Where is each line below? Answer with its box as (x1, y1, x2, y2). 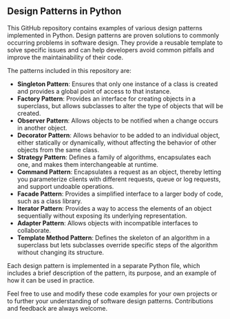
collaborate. (17, 226, 52, 234)
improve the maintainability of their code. (7, 53, 124, 61)
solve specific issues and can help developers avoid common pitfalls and (7, 45, 215, 54)
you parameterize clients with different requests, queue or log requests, (17, 175, 221, 183)
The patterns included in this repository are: (7, 66, 132, 74)
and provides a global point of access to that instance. (17, 87, 171, 95)
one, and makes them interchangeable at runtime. (17, 160, 158, 168)
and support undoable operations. (17, 182, 114, 190)
